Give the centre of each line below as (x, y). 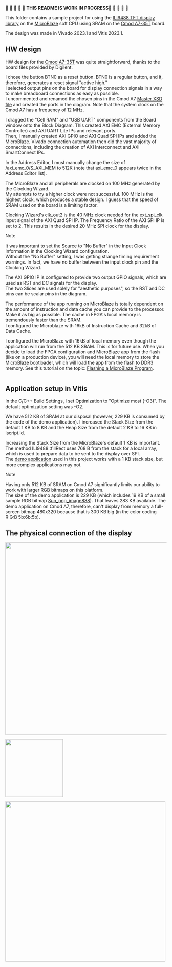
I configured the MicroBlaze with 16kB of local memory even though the (81, 340)
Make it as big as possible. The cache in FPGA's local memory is (73, 314)
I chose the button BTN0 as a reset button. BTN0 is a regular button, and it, (84, 77)
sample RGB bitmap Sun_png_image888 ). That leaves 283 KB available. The (86, 500)
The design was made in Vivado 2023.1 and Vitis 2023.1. (64, 33)
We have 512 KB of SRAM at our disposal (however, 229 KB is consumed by (85, 416)
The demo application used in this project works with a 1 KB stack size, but (84, 459)
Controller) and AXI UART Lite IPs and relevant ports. (61, 130)
